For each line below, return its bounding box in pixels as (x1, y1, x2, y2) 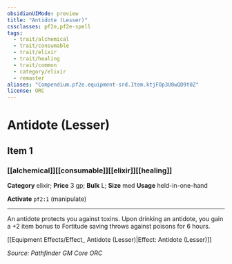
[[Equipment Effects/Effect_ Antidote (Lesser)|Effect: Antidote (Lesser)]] (7, 236, 212, 243)
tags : (7, 29, 23, 37)
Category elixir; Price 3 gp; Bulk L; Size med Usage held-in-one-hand (7, 182, 209, 189)
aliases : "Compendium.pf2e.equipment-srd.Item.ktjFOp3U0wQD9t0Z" (7, 81, 199, 88)
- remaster (13, 74, 45, 82)
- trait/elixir (13, 49, 57, 56)
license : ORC (7, 87, 45, 94)
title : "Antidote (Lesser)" (7, 17, 88, 24)
